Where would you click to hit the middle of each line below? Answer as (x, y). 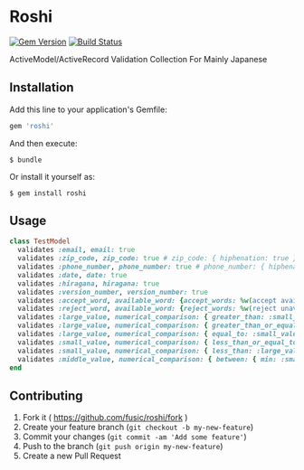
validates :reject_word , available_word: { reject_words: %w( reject (147, 309)
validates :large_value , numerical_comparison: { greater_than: (141, 317)
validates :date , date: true (72, 275)
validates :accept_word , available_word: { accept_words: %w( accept (147, 300)
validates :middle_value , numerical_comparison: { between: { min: (147, 359)
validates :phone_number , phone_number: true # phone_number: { (141, 267)
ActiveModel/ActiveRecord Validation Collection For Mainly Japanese (138, 59)
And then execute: (43, 143)
